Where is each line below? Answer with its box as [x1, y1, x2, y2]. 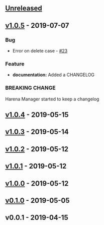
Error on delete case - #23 [12, 48, 68, 54]
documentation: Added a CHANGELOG [12, 72, 94, 78]
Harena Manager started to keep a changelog [5, 96, 99, 102]
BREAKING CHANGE [5, 84, 56, 91]
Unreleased [5, 4, 43, 13]
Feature [5, 61, 25, 67]
